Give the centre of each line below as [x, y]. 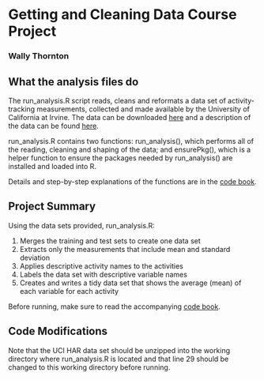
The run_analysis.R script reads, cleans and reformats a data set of [117, 100]
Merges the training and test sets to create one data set [110, 241]
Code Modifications [58, 331]
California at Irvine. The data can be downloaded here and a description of [130, 117]
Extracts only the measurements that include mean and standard [125, 249]
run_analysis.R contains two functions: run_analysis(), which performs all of [131, 141]
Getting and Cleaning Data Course [123, 15]
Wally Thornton [39, 56]
